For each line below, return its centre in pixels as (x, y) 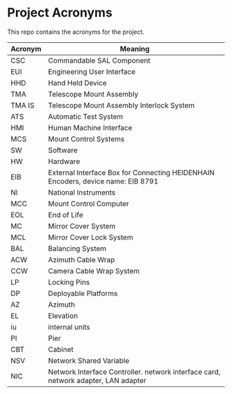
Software (63, 150)
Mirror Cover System (82, 226)
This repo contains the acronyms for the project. (76, 32)
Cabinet (61, 349)
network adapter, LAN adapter (97, 380)
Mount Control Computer (88, 204)
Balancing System (77, 248)
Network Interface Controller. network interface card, (134, 372)
